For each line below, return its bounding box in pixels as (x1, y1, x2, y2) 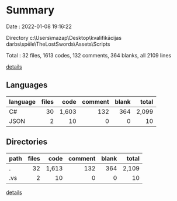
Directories (6, 137, 48, 147)
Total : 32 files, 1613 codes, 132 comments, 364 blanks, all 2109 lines (6, 52, 172, 59)
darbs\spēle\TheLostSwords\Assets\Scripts (6, 40, 110, 47)
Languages (6, 80, 48, 90)
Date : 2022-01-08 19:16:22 (6, 23, 72, 30)
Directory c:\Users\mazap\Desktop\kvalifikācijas (6, 34, 122, 41)
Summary (6, 4, 54, 17)
